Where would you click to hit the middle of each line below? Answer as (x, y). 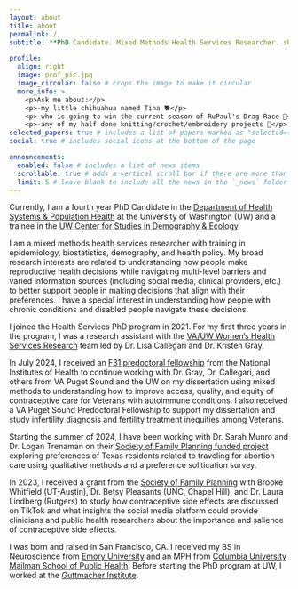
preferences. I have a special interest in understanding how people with (140, 300)
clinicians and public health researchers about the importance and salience (146, 520)
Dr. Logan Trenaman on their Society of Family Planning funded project (139, 447)
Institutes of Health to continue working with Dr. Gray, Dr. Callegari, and (140, 372)
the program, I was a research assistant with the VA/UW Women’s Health (142, 336)
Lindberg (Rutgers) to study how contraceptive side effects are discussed (144, 501)
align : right (41, 67)
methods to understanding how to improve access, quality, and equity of (142, 391)
